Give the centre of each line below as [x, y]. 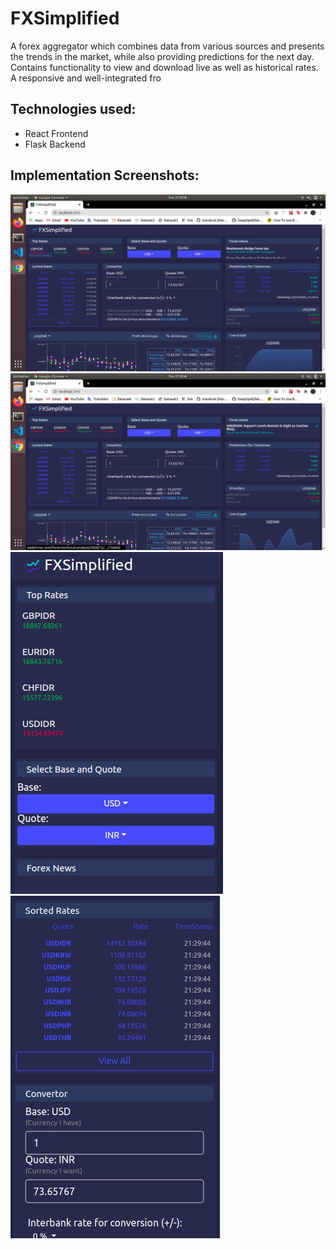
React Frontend [56, 133]
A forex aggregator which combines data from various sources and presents [167, 46]
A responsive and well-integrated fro [86, 78]
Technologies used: [73, 109]
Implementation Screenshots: [105, 175]
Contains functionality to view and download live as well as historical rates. [164, 67]
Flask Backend [55, 144]
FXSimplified [65, 18]
